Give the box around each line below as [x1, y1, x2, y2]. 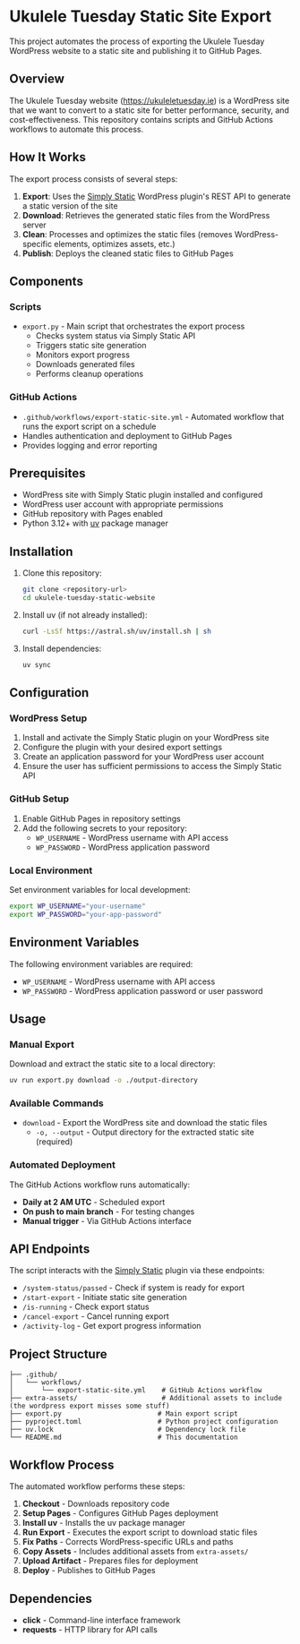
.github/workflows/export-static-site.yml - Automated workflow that [21, 411, 285, 422]
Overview [9, 72, 65, 87]
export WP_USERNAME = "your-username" [9, 902, 146, 911]
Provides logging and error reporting [21, 440, 158, 450]
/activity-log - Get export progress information [21, 1321, 201, 1331]
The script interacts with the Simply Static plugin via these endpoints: [9, 1265, 265, 1276]
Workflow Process [9, 1457, 115, 1472]
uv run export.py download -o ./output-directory [9, 1076, 199, 1085]
